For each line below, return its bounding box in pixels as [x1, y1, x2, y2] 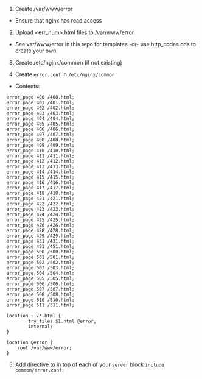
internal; [28, 324, 53, 330]
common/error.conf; [15, 367, 65, 374]
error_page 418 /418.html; [6, 190, 75, 196]
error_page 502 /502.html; [6, 260, 75, 266]
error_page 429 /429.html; [6, 233, 75, 239]
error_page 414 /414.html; [6, 169, 75, 175]
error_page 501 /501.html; [6, 254, 75, 260]
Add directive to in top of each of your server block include [15, 361, 164, 368]
